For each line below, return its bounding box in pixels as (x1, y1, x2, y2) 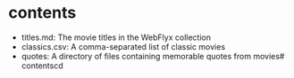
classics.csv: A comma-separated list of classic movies (21, 41, 225, 51)
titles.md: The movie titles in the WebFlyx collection (21, 32, 212, 43)
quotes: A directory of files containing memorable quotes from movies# (21, 51, 285, 61)
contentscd (21, 60, 63, 71)
